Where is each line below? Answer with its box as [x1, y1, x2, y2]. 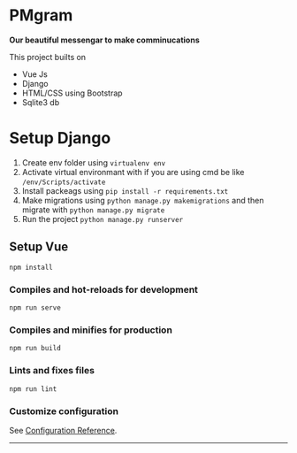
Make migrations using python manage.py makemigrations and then [21, 195, 264, 205]
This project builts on [9, 51, 87, 62]
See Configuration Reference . [9, 425, 118, 435]
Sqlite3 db [21, 96, 60, 107]
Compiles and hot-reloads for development [9, 283, 199, 296]
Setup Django [9, 128, 111, 149]
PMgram [9, 5, 73, 26]
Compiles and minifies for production [9, 324, 172, 336]
